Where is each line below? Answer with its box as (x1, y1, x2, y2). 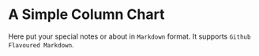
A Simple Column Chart (8, 6, 165, 24)
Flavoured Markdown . (8, 39, 74, 49)
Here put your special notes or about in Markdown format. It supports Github (8, 32, 251, 41)
